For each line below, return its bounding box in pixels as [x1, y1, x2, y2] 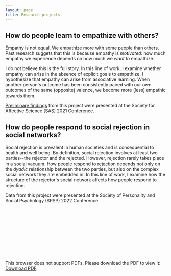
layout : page [5, 7, 33, 13]
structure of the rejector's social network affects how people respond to [5, 177, 157, 183]
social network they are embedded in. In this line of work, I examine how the [5, 172, 166, 178]
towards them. [5, 93, 36, 99]
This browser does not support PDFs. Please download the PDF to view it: [5, 260, 161, 266]
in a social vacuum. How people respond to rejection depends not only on [5, 160, 161, 167]
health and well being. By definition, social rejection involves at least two [5, 150, 158, 156]
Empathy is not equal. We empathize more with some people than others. [5, 44, 159, 51]
